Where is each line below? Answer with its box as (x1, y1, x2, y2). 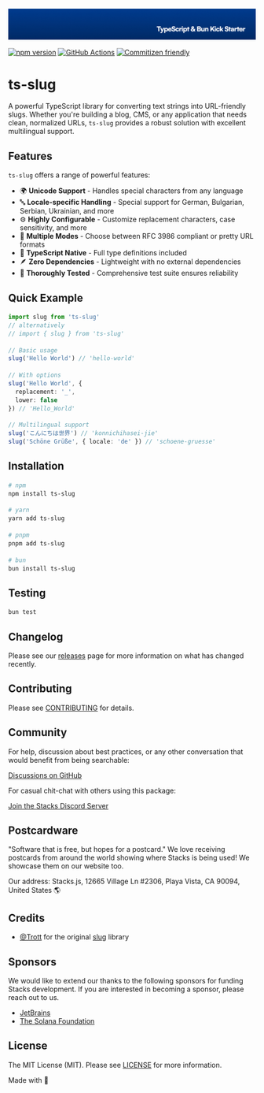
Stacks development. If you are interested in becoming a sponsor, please (8, 984, 244, 994)
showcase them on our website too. (8, 861, 124, 871)
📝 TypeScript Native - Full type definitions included (19, 248, 187, 258)
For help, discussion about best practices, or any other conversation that (8, 746, 244, 757)
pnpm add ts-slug (8, 539, 65, 548)
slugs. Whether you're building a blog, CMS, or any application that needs (8, 110, 247, 119)
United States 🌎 (8, 886, 61, 895)
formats (19, 240, 46, 249)
